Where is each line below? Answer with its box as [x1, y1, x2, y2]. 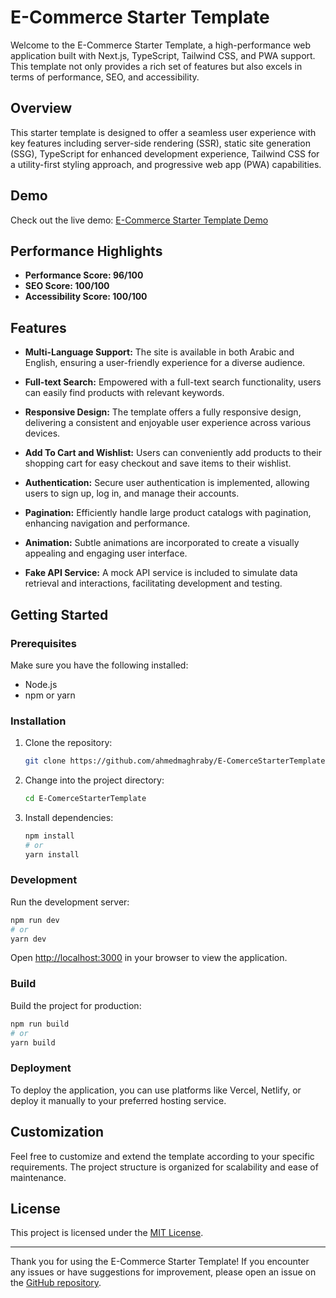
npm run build [10, 1019, 70, 1029]
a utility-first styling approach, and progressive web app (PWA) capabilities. [10, 158, 322, 170]
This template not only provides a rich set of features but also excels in [10, 60, 303, 72]
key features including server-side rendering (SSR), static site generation [10, 137, 311, 149]
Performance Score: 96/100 [24, 269, 144, 281]
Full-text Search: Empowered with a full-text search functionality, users [24, 376, 322, 388]
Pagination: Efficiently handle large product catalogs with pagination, [24, 507, 312, 519]
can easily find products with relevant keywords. [24, 387, 225, 399]
